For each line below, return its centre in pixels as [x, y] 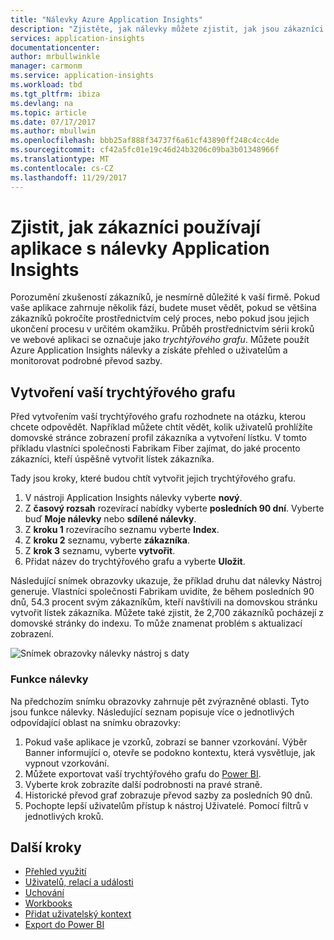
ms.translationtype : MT [60, 159]
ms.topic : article [48, 112]
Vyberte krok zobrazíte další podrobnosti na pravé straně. [143, 784]
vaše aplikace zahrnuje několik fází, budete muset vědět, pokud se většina [163, 308]
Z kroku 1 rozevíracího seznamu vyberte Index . [122, 530]
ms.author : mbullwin [53, 131]
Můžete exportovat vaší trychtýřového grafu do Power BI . [143, 773]
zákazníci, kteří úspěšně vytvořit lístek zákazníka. [112, 459]
